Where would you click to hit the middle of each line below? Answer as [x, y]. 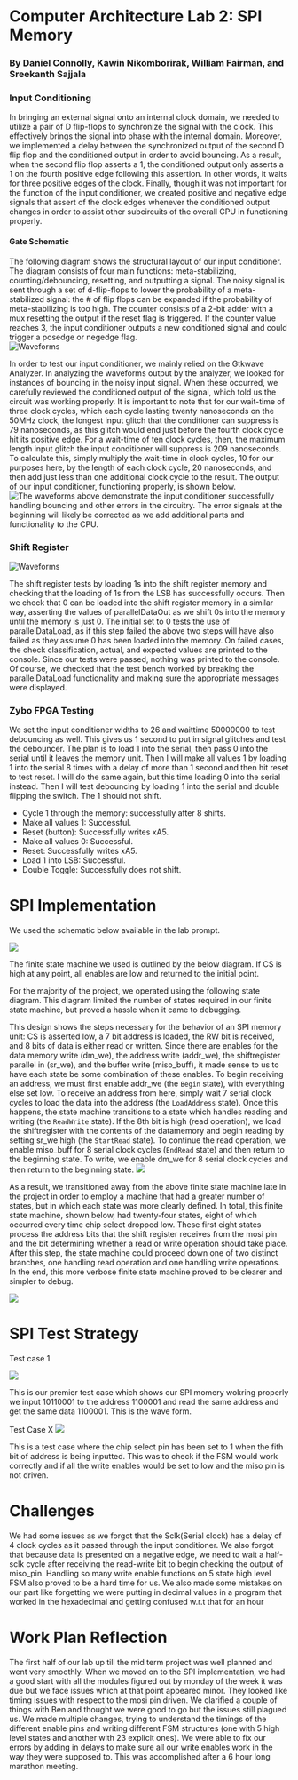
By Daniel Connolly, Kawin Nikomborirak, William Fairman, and [147, 63]
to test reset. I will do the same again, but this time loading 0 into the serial [145, 777]
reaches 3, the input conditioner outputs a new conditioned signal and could [149, 327]
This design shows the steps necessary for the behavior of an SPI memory [145, 1027]
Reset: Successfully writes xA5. [79, 851]
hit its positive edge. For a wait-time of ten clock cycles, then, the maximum [147, 439]
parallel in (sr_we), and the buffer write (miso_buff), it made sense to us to [144, 1065]
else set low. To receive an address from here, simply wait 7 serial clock [141, 1093]
